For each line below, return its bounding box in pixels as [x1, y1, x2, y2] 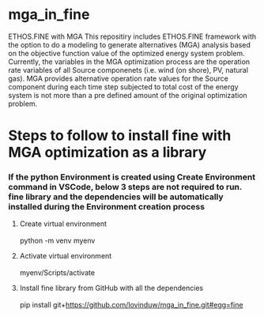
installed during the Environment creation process [8, 202, 206, 213]
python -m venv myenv [19, 236, 96, 246]
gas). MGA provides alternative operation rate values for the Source [8, 74, 229, 83]
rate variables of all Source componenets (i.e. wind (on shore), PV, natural [8, 65, 249, 74]
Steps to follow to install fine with [8, 126, 232, 145]
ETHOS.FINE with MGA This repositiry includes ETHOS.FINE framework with [8, 32, 257, 41]
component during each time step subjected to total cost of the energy [8, 81, 239, 92]
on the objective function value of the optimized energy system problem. [8, 48, 245, 58]
